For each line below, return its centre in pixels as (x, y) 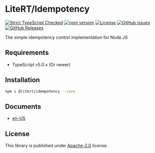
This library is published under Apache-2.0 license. (57, 146)
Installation (22, 80)
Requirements (27, 53)
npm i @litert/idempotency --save (40, 91)
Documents (23, 106)
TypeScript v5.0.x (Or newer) (41, 64)
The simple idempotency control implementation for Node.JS (66, 37)
